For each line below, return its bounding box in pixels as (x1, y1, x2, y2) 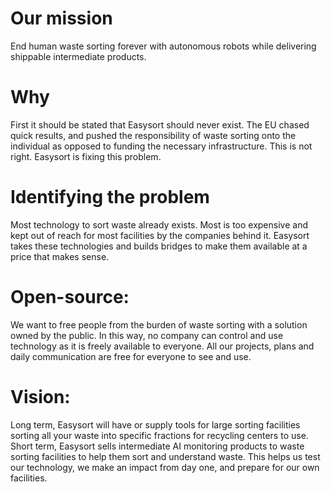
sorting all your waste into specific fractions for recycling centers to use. (10, 429, 309, 441)
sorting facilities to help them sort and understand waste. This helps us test (10, 450, 321, 462)
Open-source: (10, 286, 130, 308)
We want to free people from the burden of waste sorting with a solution (10, 318, 308, 331)
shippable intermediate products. (10, 50, 147, 62)
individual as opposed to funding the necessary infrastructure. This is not (10, 140, 313, 152)
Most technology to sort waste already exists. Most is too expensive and (10, 218, 308, 231)
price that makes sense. (10, 250, 110, 262)
